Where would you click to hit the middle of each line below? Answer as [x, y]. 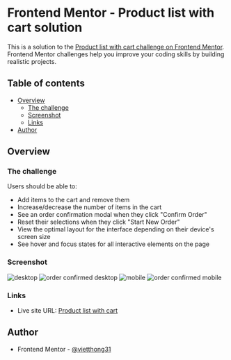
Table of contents [46, 84]
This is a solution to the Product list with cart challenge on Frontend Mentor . [116, 47]
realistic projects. [32, 61]
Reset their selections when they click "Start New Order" [98, 222]
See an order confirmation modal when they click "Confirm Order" [112, 215]
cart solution [45, 27]
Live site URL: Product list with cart [67, 311]
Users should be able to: [42, 186]
